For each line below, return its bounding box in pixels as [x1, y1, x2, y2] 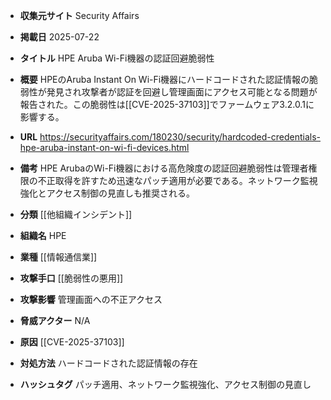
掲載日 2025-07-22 [19, 31, 100, 43]
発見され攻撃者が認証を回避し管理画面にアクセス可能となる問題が [46, 86, 318, 98]
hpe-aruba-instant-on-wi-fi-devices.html [19, 142, 190, 153]
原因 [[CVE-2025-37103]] [19, 336, 125, 348]
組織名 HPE [19, 230, 67, 241]
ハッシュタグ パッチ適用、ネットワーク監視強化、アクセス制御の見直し [19, 379, 312, 390]
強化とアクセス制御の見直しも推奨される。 [19, 187, 196, 199]
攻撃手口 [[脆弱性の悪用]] [19, 272, 124, 284]
